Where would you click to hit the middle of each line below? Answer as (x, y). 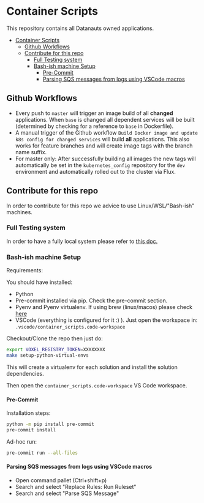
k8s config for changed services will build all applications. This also (102, 139)
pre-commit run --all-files (42, 453)
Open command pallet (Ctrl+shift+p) (61, 480)
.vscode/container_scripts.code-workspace (70, 327)
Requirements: (25, 270)
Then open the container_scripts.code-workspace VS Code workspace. (97, 385)
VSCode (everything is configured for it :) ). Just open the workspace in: (106, 320)
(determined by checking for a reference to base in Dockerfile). (94, 126)
